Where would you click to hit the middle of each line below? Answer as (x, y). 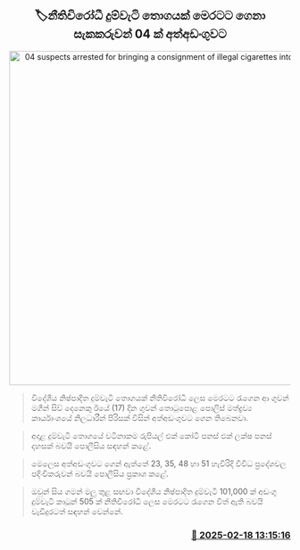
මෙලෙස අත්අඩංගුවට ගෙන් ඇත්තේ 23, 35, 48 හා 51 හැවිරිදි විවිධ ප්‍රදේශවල (159, 464)
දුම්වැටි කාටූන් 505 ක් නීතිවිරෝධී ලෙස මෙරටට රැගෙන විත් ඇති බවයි (147, 501)
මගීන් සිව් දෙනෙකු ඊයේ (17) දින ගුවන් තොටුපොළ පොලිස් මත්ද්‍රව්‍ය (142, 407)
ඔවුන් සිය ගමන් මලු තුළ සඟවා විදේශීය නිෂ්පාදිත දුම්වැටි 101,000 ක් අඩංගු (154, 491)
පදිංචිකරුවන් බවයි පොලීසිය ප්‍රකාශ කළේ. (100, 473)
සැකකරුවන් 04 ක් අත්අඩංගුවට (150, 34)
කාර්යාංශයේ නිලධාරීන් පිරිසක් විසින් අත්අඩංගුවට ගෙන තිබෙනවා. (139, 417)
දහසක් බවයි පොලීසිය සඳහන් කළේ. (91, 446)
